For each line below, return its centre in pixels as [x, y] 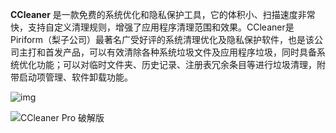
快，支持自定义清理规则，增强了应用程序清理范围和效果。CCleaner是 [152, 27]
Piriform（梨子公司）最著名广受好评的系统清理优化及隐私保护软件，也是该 [162, 39]
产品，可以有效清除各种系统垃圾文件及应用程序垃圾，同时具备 [189, 52]
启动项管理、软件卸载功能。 [75, 77]
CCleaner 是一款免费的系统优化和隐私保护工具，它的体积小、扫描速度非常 [163, 14]
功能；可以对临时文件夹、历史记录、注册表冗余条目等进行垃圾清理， [176, 64]
